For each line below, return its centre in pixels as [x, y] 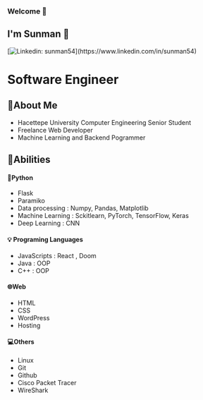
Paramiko [31, 201]
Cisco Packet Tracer [47, 382]
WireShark [33, 390]
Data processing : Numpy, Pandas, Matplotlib [83, 208]
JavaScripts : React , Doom [57, 255]
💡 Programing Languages [45, 239]
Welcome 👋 [27, 11]
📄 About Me [32, 105]
